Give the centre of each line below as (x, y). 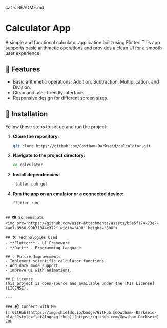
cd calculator (28, 165)
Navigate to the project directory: (49, 155)
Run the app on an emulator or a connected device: (68, 194)
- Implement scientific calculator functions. (56, 261)
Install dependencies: (36, 175)
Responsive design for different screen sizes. (60, 98)
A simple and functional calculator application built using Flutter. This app (83, 42)
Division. (22, 87)
